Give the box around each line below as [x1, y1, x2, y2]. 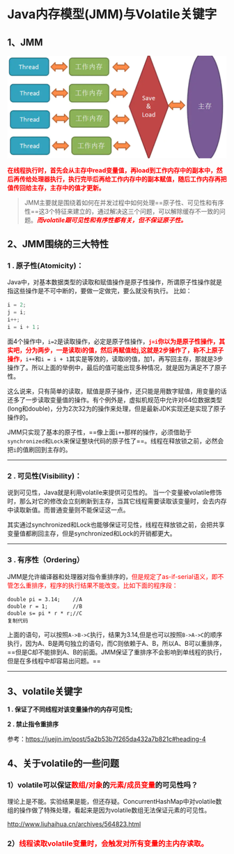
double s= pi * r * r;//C [7, 610, 82, 617]
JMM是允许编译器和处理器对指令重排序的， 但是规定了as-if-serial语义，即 [7, 572, 218, 580]
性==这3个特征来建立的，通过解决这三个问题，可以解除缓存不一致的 [24, 207, 219, 215]
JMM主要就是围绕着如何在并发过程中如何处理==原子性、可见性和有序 [24, 198, 224, 207]
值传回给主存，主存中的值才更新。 [7, 183, 105, 192]
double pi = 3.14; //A [7, 596, 82, 603]
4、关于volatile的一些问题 [7, 757, 120, 769]
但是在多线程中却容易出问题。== [7, 656, 101, 665]
